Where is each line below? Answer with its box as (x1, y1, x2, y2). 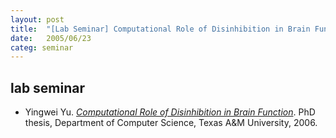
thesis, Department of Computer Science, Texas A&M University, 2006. (24, 117, 318, 129)
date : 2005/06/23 (10, 33, 92, 43)
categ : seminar (10, 42, 74, 53)
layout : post (10, 14, 65, 25)
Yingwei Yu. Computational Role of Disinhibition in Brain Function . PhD (24, 106, 316, 118)
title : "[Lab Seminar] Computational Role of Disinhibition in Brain (10, 24, 311, 34)
